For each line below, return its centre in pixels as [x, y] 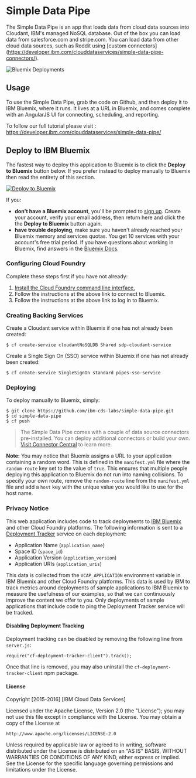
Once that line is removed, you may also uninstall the [70, 667]
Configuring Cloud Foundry [46, 264]
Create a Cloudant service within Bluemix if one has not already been [90, 328]
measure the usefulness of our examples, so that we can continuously [91, 593]
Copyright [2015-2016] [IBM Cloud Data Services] [66, 699]
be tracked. [20, 612]
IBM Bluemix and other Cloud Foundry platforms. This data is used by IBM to [98, 581]
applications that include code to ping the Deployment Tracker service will [96, 606]
